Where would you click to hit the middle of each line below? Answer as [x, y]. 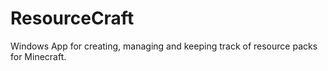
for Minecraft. [38, 56]
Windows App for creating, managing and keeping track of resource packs [164, 46]
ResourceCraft [72, 18]
